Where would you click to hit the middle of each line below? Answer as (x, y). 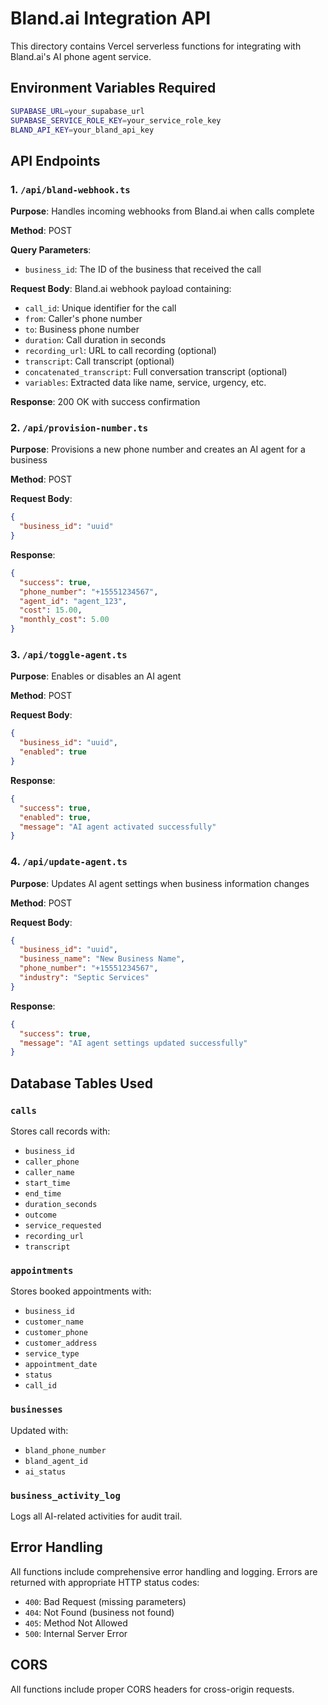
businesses (36, 1410)
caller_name (49, 1173)
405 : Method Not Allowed (76, 1623)
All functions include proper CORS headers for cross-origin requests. (152, 1689)
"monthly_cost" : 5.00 (64, 620)
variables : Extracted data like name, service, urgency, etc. (145, 383)
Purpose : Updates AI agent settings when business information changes (160, 883)
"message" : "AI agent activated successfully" (118, 827)
